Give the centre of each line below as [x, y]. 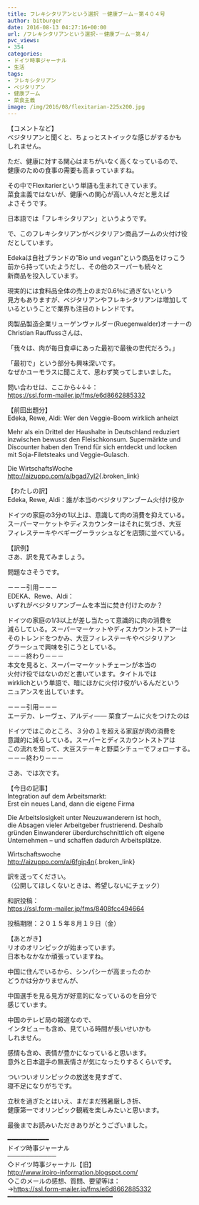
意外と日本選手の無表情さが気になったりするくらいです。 [92, 1061]
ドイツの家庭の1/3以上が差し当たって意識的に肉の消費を [90, 620]
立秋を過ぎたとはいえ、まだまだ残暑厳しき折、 [76, 1101]
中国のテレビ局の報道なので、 [51, 1019]
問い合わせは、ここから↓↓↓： [53, 387]
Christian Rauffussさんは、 [47, 332]
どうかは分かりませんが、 [45, 980]
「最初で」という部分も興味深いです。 [63, 363]
